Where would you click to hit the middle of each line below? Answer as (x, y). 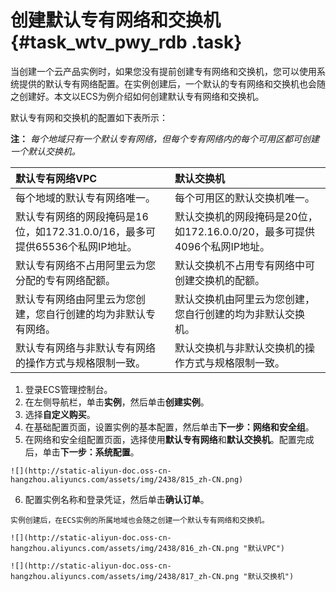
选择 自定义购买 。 (60, 414)
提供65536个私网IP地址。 (76, 246)
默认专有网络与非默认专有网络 (86, 348)
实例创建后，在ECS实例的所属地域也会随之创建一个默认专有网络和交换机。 (140, 520)
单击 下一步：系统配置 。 (91, 452)
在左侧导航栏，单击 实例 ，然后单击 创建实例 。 (117, 402)
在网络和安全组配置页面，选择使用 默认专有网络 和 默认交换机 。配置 (160, 439)
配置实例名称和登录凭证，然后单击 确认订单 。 (117, 499)
